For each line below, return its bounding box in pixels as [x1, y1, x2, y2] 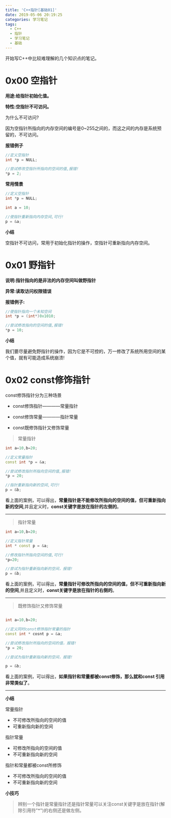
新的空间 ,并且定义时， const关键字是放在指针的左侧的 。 [5, 503, 122, 510]
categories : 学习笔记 [5, 17, 48, 22]
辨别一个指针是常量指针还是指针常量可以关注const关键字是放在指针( [17, 801, 161, 807]
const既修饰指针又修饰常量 [12, 425, 70, 431]
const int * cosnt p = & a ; [5, 631, 63, 636]
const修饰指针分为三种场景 [5, 392, 62, 398]
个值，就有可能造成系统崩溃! [5, 355, 65, 360]
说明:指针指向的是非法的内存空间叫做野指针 [5, 277, 96, 283]
